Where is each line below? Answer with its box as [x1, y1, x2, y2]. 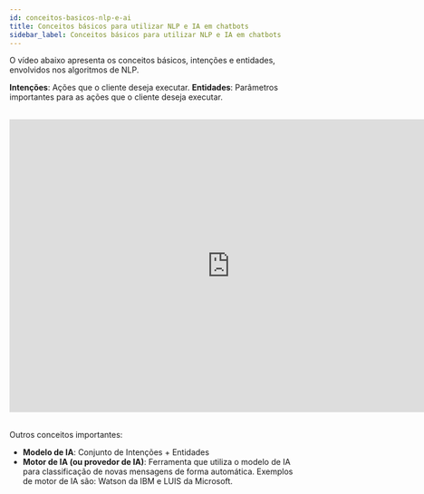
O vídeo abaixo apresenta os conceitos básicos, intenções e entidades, [9, 55, 276, 66]
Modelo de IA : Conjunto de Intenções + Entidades [22, 447, 210, 458]
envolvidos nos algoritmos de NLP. [9, 64, 140, 75]
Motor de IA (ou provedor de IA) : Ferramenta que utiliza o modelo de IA [22, 457, 292, 468]
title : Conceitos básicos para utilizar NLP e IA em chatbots [9, 22, 249, 31]
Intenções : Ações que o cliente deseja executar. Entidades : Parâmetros [9, 82, 279, 93]
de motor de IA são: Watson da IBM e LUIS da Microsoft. [22, 476, 234, 487]
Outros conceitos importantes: [9, 430, 123, 441]
